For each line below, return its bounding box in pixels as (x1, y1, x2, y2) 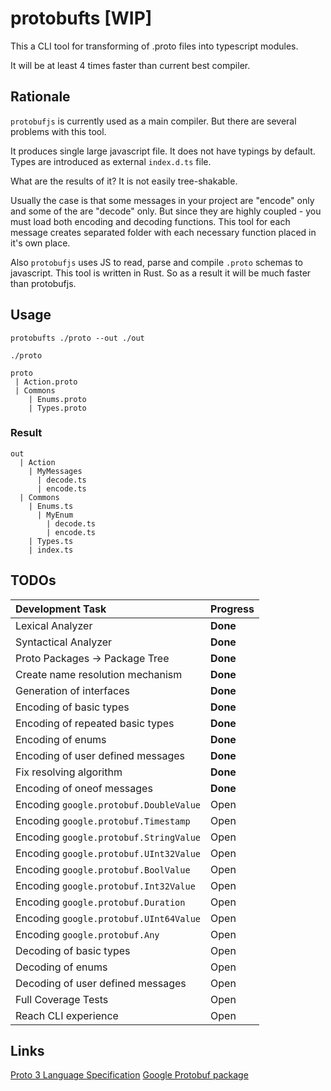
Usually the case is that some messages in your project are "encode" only (10, 194, 315, 206)
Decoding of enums (15, 960, 108, 974)
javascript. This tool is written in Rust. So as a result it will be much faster (10, 267, 312, 279)
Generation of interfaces (15, 683, 130, 697)
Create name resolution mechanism (15, 667, 183, 681)
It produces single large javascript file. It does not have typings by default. (10, 145, 316, 157)
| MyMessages (28, 466, 83, 476)
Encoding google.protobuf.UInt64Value (15, 911, 202, 925)
